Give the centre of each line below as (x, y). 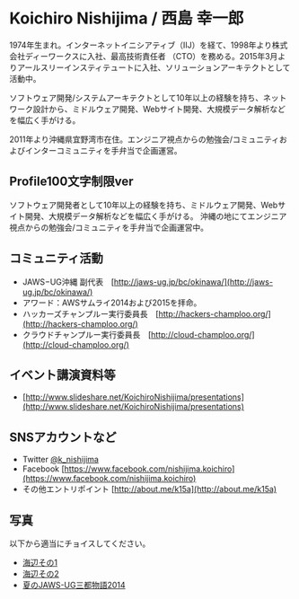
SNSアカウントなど (63, 437)
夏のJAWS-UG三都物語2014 (74, 585)
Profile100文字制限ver (71, 182)
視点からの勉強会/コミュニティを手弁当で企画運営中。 (109, 227)
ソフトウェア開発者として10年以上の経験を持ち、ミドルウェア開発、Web (144, 205)
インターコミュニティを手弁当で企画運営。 (103, 150)
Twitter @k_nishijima (60, 460)
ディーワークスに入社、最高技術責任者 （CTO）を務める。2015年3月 (151, 56)
